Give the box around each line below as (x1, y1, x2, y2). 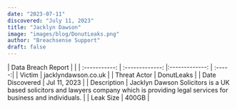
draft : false (7, 43, 46, 51)
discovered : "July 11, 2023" (7, 17, 94, 24)
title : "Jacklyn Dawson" (7, 24, 81, 31)
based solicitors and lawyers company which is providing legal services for (7, 86, 228, 94)
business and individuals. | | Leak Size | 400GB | (7, 93, 150, 102)
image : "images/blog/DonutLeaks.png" (7, 30, 120, 38)
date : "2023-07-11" (7, 10, 66, 18)
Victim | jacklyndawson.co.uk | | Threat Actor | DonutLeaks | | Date (19, 71, 216, 79)
